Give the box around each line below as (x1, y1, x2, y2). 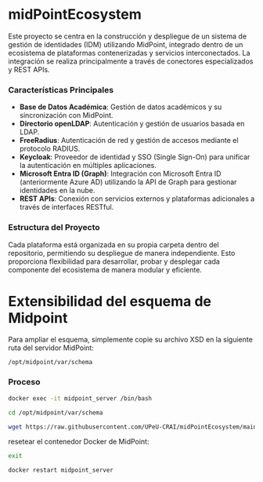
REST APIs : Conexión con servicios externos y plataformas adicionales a (19, 194, 255, 203)
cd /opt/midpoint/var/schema (8, 408, 103, 417)
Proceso (8, 377, 41, 388)
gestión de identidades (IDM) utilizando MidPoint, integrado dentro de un (8, 39, 243, 49)
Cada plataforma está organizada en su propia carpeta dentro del (8, 239, 219, 249)
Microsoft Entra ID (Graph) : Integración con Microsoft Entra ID (19, 169, 222, 178)
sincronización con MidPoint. (19, 111, 113, 120)
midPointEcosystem (8, 5, 142, 24)
